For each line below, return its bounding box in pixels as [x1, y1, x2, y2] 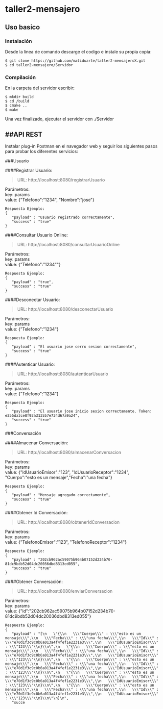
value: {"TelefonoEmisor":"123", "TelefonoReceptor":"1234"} [5, 539, 127, 545]
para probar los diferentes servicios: [5, 148, 78, 154]
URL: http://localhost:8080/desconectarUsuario [17, 306, 114, 312]
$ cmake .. [5, 103, 27, 108]
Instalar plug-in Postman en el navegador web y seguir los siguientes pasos [5, 143, 158, 149]
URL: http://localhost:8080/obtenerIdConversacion [17, 519, 120, 525]
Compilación [5, 74, 36, 80]
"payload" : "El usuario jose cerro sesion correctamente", [11, 344, 137, 349]
